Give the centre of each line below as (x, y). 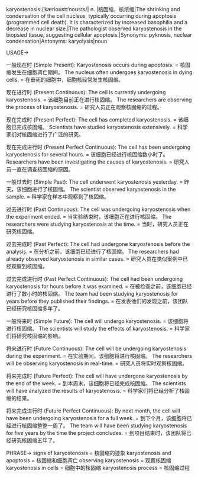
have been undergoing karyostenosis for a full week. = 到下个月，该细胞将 (97, 418)
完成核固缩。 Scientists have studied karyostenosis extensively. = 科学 (102, 127)
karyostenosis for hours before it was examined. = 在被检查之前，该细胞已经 (99, 286)
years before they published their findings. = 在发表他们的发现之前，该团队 (97, 301)
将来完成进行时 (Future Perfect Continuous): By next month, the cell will (93, 411)
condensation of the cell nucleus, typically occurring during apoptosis (91, 16)
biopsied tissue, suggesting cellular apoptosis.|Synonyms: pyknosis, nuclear (99, 35)
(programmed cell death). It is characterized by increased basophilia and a (97, 22)
